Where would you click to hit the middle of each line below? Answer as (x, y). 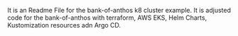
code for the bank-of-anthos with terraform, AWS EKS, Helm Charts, (107, 18)
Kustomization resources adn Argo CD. (64, 25)
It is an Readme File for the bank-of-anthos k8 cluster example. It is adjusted (119, 10)
